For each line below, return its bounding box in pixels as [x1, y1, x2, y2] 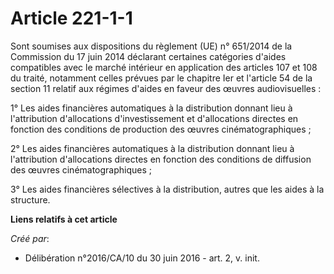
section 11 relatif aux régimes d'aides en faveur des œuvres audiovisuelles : [10, 82, 322, 94]
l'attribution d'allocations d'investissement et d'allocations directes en [10, 112, 299, 124]
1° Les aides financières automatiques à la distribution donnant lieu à [10, 102, 293, 114]
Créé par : [10, 232, 50, 244]
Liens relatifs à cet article [10, 213, 118, 225]
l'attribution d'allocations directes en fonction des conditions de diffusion [10, 153, 312, 165]
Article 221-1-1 [10, 7, 133, 30]
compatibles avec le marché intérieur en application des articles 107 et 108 [10, 61, 318, 73]
